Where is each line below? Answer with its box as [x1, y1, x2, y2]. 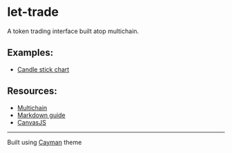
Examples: [7, 47, 54, 59]
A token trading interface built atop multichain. [7, 27, 139, 35]
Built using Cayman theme [7, 138, 82, 146]
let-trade [7, 4, 59, 20]
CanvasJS [17, 118, 46, 126]
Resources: [7, 85, 57, 97]
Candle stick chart [17, 65, 70, 73]
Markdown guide [17, 111, 66, 119]
